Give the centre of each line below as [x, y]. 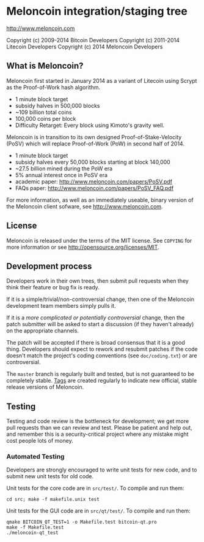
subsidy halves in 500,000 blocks [57, 105]
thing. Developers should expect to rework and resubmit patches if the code [102, 349]
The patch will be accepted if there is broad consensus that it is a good [96, 343]
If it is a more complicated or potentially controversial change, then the [96, 318]
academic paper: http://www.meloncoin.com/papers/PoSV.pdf [94, 181]
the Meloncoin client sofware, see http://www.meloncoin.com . [85, 206]
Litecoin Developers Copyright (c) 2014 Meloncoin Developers [85, 47]
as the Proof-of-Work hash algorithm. [53, 87]
